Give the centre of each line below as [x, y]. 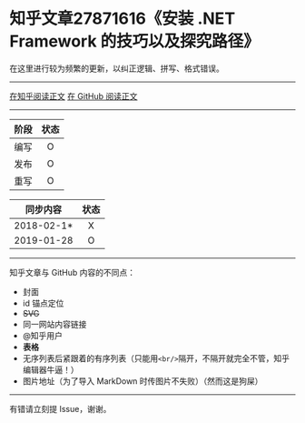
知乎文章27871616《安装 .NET [123, 19]
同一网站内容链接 [54, 324]
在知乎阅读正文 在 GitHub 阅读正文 [74, 96]
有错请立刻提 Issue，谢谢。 [60, 408]
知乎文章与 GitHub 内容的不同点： [73, 272]
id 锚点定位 [43, 303]
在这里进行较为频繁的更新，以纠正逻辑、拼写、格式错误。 [117, 68]
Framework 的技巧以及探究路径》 [135, 41]
